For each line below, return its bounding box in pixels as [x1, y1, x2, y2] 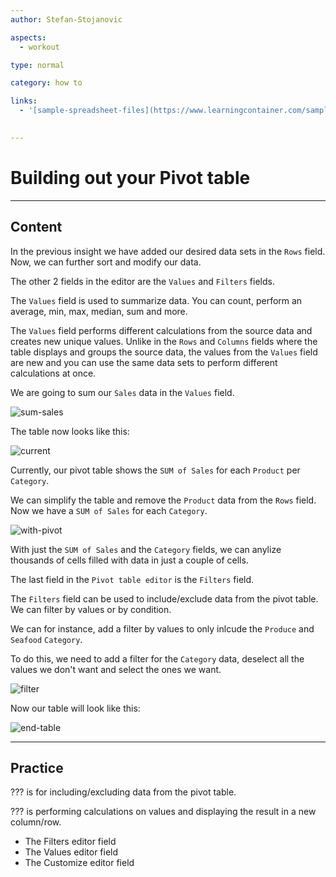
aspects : [10, 32, 47, 43]
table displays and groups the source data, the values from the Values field [10, 346, 318, 358]
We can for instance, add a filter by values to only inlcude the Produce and [10, 622, 315, 635]
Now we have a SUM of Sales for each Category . [10, 504, 208, 516]
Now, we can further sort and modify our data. [10, 256, 202, 268]
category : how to [10, 78, 83, 88]
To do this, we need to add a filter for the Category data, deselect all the [10, 652, 305, 665]
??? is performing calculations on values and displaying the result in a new [10, 806, 317, 818]
